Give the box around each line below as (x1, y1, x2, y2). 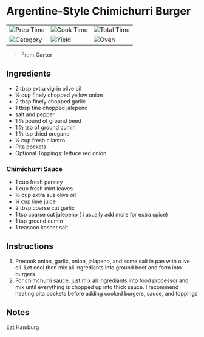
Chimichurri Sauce (6, 164, 63, 173)
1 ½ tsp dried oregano (15, 130, 70, 137)
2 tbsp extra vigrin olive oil (15, 85, 82, 92)
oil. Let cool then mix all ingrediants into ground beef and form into (15, 263, 182, 271)
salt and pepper (15, 111, 55, 118)
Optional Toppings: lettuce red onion (15, 149, 107, 156)
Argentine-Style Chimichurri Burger (6, 4, 191, 18)
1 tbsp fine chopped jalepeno (15, 104, 88, 111)
